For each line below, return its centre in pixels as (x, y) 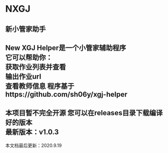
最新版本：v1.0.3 (32, 132)
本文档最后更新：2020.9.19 (34, 145)
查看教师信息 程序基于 (40, 86)
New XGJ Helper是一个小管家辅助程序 (66, 48)
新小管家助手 (26, 29)
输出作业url (23, 76)
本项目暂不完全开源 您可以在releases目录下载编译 (84, 113)
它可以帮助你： (29, 57)
